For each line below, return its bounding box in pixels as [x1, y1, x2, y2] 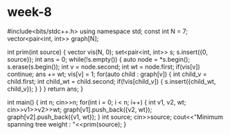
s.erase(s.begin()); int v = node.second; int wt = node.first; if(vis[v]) [7, 62, 201, 71]
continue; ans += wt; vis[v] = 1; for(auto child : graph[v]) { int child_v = [7, 70, 208, 78]
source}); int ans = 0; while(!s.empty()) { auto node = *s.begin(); [7, 55, 191, 63]
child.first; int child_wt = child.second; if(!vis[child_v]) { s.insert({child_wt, [7, 77, 216, 85]
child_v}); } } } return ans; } [7, 84, 84, 93]
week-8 [7, 4, 52, 20]
